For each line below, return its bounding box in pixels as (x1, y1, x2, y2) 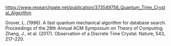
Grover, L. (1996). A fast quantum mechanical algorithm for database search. (5, 20, 166, 26)
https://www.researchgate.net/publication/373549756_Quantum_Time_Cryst (5, 5, 165, 10)
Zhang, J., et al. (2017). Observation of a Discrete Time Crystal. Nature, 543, (5, 31, 165, 36)
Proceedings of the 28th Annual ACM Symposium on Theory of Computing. (5, 25, 164, 31)
